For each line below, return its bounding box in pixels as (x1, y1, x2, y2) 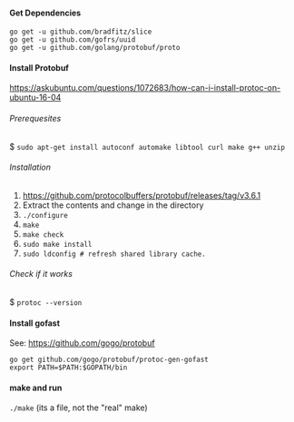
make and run (9, 382, 63, 393)
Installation (9, 162, 52, 172)
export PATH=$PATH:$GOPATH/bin (9, 363, 128, 372)
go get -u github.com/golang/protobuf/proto (9, 44, 181, 53)
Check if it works (9, 269, 73, 280)
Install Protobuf (9, 62, 70, 73)
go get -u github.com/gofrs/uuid (9, 35, 136, 44)
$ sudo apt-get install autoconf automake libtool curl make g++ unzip (9, 141, 286, 152)
